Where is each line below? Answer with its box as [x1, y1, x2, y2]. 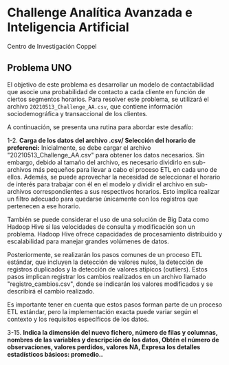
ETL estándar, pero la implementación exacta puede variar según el [7, 307, 198, 316]
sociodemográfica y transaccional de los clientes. [7, 109, 148, 118]
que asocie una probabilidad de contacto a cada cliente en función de [7, 87, 206, 96]
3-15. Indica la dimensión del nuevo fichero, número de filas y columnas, [7, 328, 218, 336]
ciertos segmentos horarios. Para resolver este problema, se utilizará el [7, 95, 209, 103]
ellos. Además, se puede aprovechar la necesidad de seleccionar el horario [7, 173, 221, 181]
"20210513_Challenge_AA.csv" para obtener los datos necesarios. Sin [7, 151, 205, 159]
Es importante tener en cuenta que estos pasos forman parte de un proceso [7, 300, 223, 309]
